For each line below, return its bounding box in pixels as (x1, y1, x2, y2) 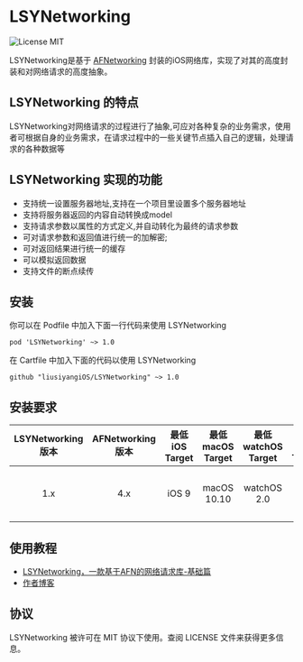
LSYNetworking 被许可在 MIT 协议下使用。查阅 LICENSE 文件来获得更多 (9, 631, 277, 642)
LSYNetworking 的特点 (9, 95, 140, 110)
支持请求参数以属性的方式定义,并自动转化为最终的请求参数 (22, 220, 239, 231)
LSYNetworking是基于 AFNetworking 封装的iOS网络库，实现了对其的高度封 (9, 54, 289, 65)
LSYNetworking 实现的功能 (9, 172, 163, 188)
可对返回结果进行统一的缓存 (22, 243, 126, 253)
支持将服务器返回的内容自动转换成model (22, 209, 173, 220)
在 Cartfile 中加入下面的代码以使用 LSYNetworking (9, 354, 197, 366)
